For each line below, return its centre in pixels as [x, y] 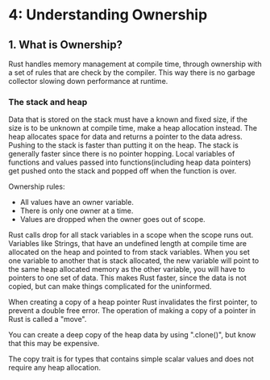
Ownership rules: [37, 186]
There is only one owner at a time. [77, 211]
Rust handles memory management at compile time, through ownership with [135, 64]
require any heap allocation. [54, 368]
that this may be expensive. [54, 344]
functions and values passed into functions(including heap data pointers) [130, 162]
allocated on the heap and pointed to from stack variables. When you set [129, 253]
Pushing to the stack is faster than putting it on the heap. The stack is [124, 145]
